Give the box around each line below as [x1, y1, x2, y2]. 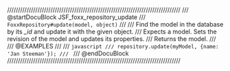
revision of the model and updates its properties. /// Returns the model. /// [7, 35, 216, 43]
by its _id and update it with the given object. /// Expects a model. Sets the [7, 27, 218, 35]
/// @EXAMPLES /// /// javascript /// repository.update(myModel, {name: [7, 42, 219, 50]
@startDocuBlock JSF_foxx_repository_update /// [7, 13, 146, 21]
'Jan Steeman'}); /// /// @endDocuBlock [7, 49, 129, 57]
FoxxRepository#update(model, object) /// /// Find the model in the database [7, 20, 224, 28]
